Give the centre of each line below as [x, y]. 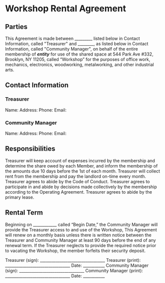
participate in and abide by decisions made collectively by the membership [81, 187]
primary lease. [20, 197]
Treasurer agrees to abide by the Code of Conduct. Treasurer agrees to [78, 181]
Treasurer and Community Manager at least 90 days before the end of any [81, 240]
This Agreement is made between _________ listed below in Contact [73, 38]
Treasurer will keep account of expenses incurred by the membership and [80, 161]
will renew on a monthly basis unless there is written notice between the [78, 235]
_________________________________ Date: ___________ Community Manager [77, 265]
